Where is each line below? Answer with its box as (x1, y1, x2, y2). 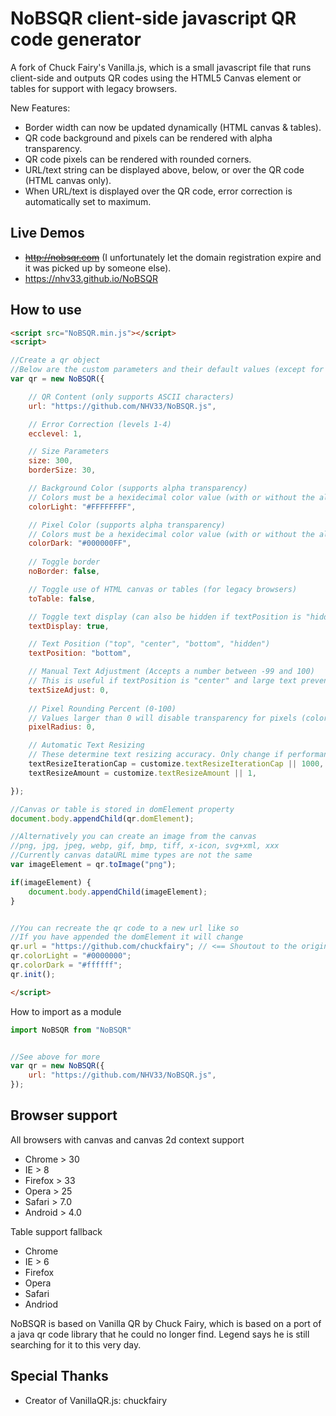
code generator (10, 28, 142, 51)
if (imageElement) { (10, 877, 92, 887)
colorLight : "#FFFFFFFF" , (28, 502, 137, 512)
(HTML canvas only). (24, 174, 112, 186)
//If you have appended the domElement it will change (10, 932, 244, 942)
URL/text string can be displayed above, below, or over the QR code (24, 163, 305, 176)
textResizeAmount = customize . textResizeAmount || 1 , (28, 768, 257, 778)
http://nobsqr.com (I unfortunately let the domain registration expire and (24, 251, 322, 263)
